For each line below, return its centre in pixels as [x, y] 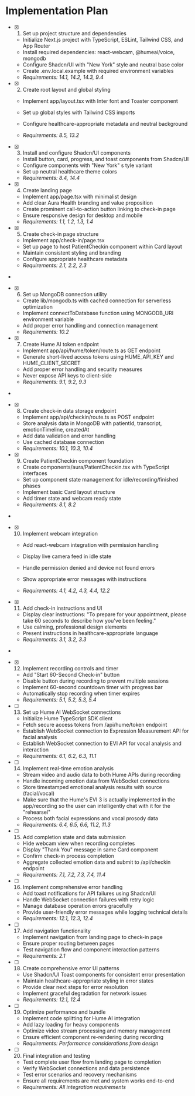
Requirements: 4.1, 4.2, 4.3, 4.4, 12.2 [66, 590]
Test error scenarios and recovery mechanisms [80, 1074]
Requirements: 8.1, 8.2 [49, 504]
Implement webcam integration [60, 533]
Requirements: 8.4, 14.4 [51, 178]
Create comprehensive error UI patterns [71, 968]
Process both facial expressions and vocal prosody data [90, 818]
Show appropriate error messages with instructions [85, 579]
